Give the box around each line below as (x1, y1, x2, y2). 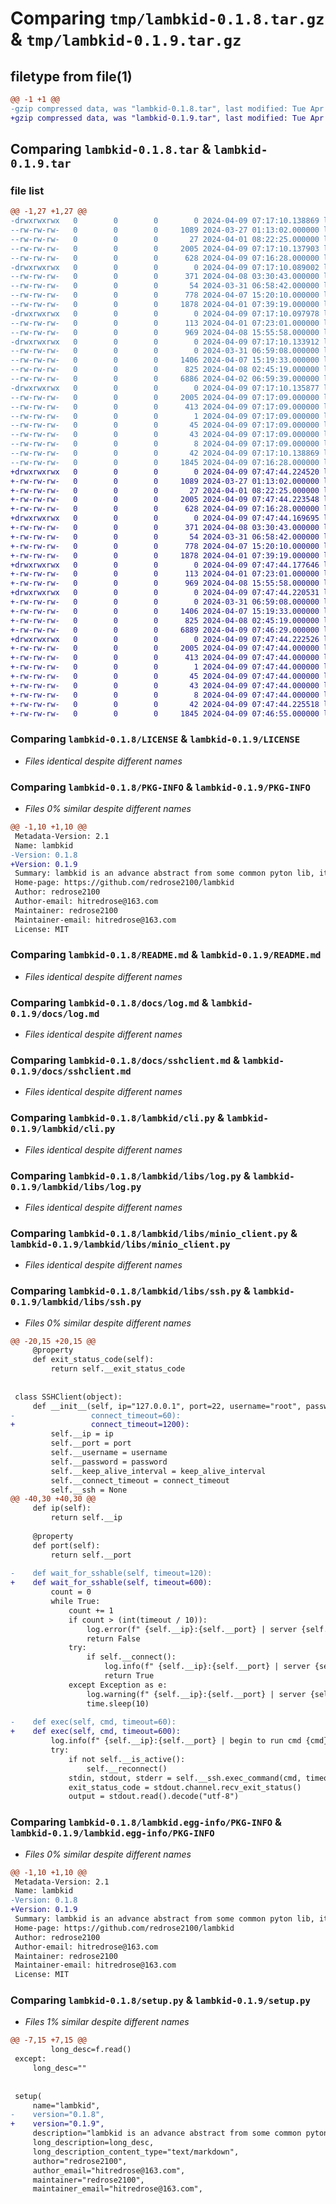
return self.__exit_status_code (50, 1364, 186, 1374)
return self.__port (50, 1550, 132, 1560)
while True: (50, 1597, 101, 1607)
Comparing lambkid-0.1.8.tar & (10, 141, 212, 158)
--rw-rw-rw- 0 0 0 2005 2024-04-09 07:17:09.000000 (10, 392, 320, 402)
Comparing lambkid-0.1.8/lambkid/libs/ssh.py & (10, 1284, 251, 1298)
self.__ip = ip (50, 1429, 114, 1439)
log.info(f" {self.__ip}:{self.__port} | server (104, 1662, 311, 1672)
